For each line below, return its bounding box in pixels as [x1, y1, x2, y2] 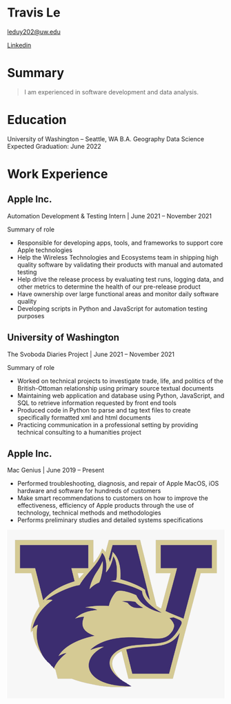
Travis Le [7, 5, 61, 21]
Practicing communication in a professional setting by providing [17, 420, 199, 428]
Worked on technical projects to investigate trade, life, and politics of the [17, 377, 224, 385]
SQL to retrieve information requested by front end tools [17, 398, 177, 407]
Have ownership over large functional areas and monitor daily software [17, 289, 219, 298]
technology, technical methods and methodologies [17, 508, 161, 517]
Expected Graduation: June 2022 [7, 142, 101, 150]
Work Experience [7, 167, 108, 182]
